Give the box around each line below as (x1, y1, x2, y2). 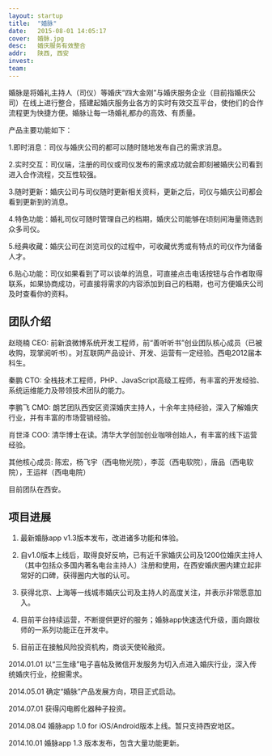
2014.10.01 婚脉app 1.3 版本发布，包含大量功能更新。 (8, 738, 184, 748)
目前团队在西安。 (8, 484, 66, 494)
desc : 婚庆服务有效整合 (8, 42, 87, 50)
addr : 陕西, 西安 (8, 49, 70, 57)
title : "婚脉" (8, 19, 57, 27)
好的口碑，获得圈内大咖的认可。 (27, 571, 134, 581)
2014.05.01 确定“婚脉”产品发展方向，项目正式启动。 (8, 686, 181, 696)
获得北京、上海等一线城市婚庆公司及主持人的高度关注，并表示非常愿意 (19, 588, 255, 598)
